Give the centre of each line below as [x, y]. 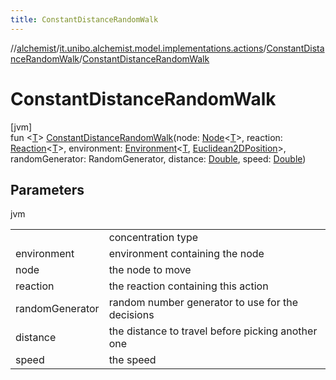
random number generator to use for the [203, 303]
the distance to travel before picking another [213, 331]
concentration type [153, 238]
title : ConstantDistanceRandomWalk [84, 19]
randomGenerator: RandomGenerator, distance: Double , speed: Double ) [158, 158]
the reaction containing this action [188, 286]
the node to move [150, 270]
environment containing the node [186, 254]
